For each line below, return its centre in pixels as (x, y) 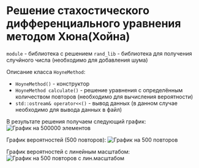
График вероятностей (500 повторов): (56, 140)
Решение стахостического (78, 11)
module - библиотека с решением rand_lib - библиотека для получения (99, 53)
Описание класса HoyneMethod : (46, 71)
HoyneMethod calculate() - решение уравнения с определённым (99, 90)
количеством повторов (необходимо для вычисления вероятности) (104, 97)
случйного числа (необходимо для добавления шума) (77, 60)
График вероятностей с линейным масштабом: (68, 152)
